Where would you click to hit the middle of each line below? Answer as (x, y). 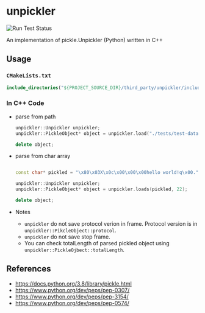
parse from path (35, 117)
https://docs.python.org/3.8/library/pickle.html (74, 283)
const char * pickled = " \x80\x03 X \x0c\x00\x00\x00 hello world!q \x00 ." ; (108, 173)
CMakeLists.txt (29, 76)
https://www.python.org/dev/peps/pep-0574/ (72, 303)
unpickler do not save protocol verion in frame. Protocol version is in (111, 223)
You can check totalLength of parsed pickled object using (97, 243)
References (29, 269)
